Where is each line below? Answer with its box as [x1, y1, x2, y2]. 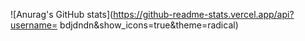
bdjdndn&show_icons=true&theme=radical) [59, 19, 239, 31]
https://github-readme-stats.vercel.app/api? [113, 9, 295, 20]
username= [10, 19, 58, 31]
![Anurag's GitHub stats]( [10, 9, 114, 20]
